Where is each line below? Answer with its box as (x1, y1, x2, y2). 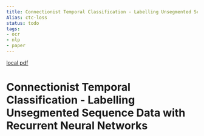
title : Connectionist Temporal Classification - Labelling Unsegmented (6, 8, 191, 15)
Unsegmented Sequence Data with (6, 106, 186, 120)
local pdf (6, 59, 29, 66)
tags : (6, 25, 20, 32)
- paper (6, 43, 26, 49)
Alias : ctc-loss (6, 15, 47, 21)
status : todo (6, 20, 39, 26)
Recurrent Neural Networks (6, 119, 148, 133)
